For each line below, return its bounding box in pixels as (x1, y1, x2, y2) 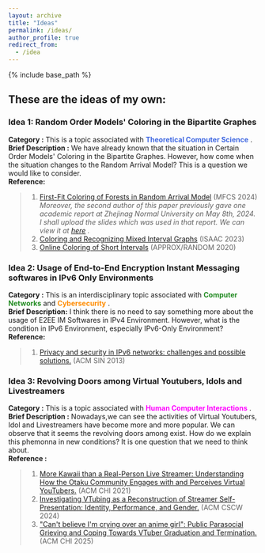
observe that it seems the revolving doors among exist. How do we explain (8, 429, 252, 438)
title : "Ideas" (8, 19, 59, 27)
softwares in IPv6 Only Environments (8, 272, 154, 283)
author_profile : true (8, 33, 80, 42)
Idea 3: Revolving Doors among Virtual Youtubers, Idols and (8, 375, 243, 386)
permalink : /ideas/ (8, 26, 73, 34)
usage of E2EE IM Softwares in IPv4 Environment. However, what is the (8, 315, 240, 324)
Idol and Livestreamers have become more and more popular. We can (8, 420, 236, 430)
